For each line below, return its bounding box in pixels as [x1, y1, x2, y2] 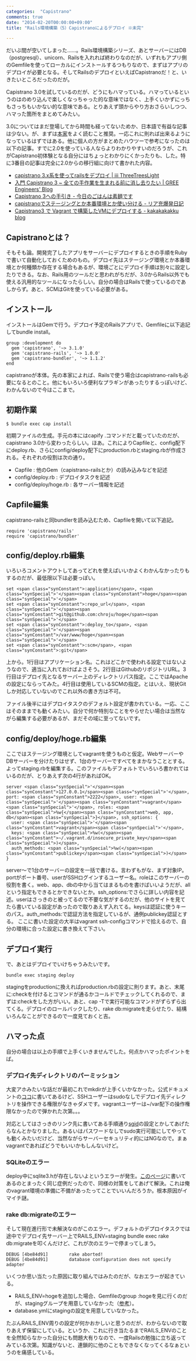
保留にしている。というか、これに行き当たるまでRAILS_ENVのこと [26, 1326, 187, 1333]
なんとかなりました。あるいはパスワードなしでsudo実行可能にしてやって [11, 1127, 187, 1134]
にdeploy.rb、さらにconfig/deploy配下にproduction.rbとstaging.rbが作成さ [6, 446, 187, 454]
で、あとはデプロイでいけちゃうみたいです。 [6, 961, 113, 968]
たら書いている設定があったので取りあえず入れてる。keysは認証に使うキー [6, 903, 186, 910]
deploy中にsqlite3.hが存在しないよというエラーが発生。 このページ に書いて [6, 1173, 186, 1180]
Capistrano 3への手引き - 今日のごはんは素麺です [14, 193, 133, 200]
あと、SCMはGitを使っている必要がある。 [31, 286, 132, 293]
